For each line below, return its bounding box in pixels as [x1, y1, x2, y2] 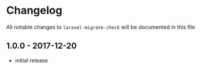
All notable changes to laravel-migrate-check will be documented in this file [6, 23, 196, 31]
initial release [14, 56, 48, 64]
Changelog [6, 4, 63, 17]
